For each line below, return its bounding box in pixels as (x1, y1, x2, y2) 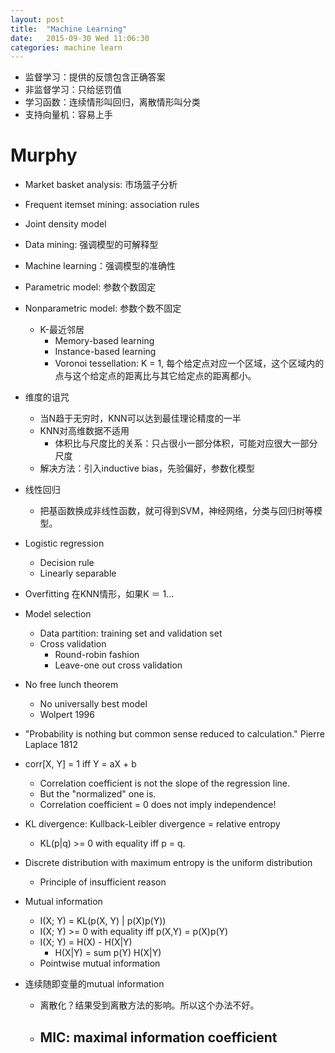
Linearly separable (39, 567, 117, 580)
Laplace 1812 (24, 739, 79, 751)
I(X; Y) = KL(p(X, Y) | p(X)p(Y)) (39, 915, 167, 927)
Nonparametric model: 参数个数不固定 (24, 302, 182, 315)
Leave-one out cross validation (54, 659, 183, 671)
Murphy (10, 144, 78, 167)
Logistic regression (24, 537, 105, 550)
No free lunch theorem (24, 679, 119, 691)
